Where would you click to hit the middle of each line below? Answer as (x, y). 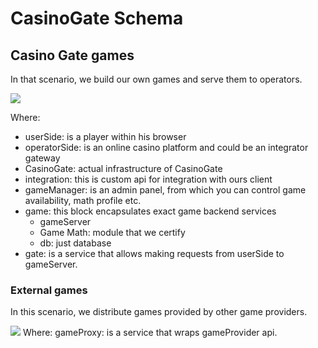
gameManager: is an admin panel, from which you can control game (165, 190)
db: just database (75, 243)
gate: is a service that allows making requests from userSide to (154, 253)
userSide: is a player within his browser (105, 136)
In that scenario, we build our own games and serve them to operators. (156, 79)
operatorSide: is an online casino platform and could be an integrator (166, 147)
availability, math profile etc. (83, 200)
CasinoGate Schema (97, 18)
